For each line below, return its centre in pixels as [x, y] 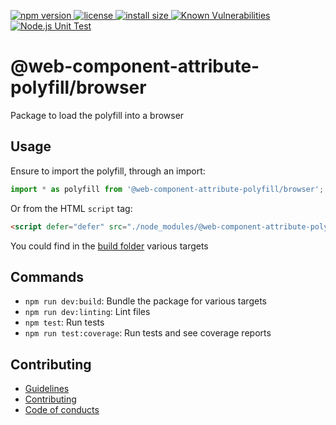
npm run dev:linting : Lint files [87, 312]
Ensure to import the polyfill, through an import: [108, 171]
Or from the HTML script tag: [71, 208]
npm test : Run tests [64, 322]
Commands [47, 276]
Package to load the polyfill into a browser [97, 115]
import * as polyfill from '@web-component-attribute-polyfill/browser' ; [167, 189]
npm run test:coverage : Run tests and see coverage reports [148, 333]
